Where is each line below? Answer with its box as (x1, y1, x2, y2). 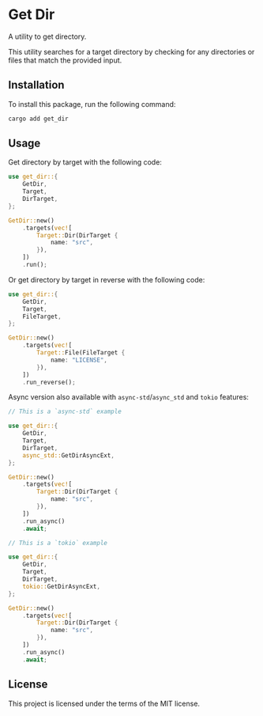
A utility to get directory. (8, 32, 87, 41)
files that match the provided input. (8, 55, 122, 65)
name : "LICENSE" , (50, 356, 108, 364)
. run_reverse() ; (22, 378, 77, 386)
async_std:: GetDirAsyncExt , (22, 451, 115, 460)
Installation (8, 78, 65, 92)
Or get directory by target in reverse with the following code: (8, 275, 205, 284)
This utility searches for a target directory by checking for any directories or (8, 47, 255, 56)
